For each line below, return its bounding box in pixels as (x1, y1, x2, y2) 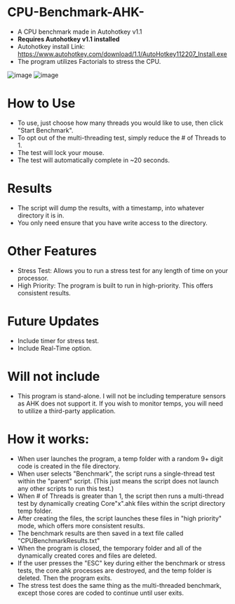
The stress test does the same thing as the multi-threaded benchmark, (17, 581, 222, 589)
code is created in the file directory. (17, 462, 121, 470)
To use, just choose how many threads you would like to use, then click (17, 119, 224, 127)
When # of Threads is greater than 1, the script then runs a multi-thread (17, 492, 224, 500)
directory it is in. (17, 211, 65, 220)
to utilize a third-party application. (17, 406, 116, 415)
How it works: (7, 431, 90, 447)
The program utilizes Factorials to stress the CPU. (17, 57, 161, 65)
